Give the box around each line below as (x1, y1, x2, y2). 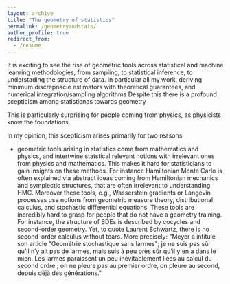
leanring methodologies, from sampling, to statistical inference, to (7, 68, 194, 76)
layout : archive (7, 10, 54, 17)
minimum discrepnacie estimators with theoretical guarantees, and (7, 83, 196, 91)
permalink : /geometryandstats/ (7, 23, 97, 30)
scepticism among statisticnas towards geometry (7, 98, 146, 105)
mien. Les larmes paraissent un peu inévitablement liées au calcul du (16, 254, 213, 262)
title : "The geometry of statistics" (7, 17, 115, 23)
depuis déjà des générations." (16, 269, 102, 277)
